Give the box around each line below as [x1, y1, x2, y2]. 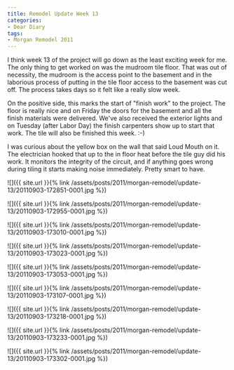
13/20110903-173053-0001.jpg [7, 270, 96, 279]
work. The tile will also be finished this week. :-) [7, 129, 145, 138]
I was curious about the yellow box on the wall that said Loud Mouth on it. [7, 143, 220, 151]
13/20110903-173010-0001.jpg [7, 228, 95, 237]
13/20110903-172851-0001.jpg [7, 186, 95, 194]
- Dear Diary [7, 23, 46, 30]
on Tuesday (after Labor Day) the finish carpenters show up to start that [7, 121, 215, 130]
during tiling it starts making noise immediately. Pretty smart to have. [7, 165, 205, 173]
